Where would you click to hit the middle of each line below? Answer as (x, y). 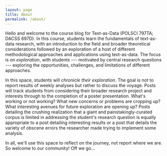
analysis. (14, 133)
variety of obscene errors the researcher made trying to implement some (81, 128)
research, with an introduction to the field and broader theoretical (83, 44)
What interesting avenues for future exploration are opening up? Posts (78, 107)
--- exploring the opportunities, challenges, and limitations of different (78, 65)
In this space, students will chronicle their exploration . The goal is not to (79, 80)
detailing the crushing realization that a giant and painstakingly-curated (79, 112)
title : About (19, 14)
